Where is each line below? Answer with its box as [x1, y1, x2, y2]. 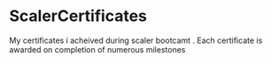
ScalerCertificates [9, 6, 148, 26]
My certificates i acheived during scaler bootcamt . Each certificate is [9, 35, 263, 45]
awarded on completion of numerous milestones [9, 44, 186, 54]
